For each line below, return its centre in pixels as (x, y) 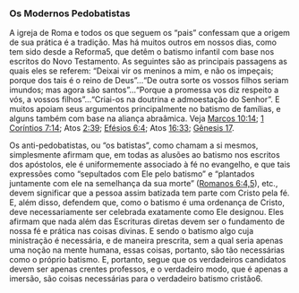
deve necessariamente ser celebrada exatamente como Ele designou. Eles (147, 212)
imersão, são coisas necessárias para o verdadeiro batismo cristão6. (136, 279)
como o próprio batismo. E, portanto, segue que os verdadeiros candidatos (148, 260)
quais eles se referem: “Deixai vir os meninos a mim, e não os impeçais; (141, 71)
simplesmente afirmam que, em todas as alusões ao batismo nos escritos (145, 155)
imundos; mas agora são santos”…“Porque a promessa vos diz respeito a (144, 90)
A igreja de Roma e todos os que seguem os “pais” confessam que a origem (150, 33)
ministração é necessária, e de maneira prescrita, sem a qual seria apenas (146, 241)
